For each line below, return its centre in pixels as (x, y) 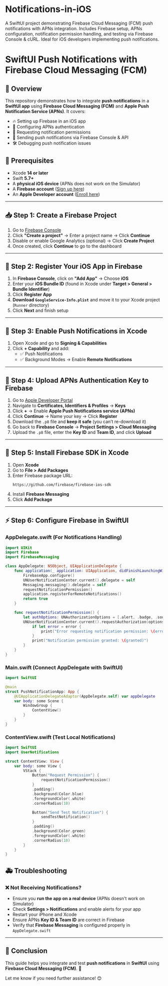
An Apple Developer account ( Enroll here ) (56, 194)
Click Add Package (32, 499)
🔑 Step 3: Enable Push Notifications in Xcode (76, 331)
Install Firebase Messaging (41, 494)
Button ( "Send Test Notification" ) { (70, 812)
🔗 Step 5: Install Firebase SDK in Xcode (67, 453)
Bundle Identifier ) (31, 289)
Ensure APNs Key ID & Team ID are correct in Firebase (68, 920)
